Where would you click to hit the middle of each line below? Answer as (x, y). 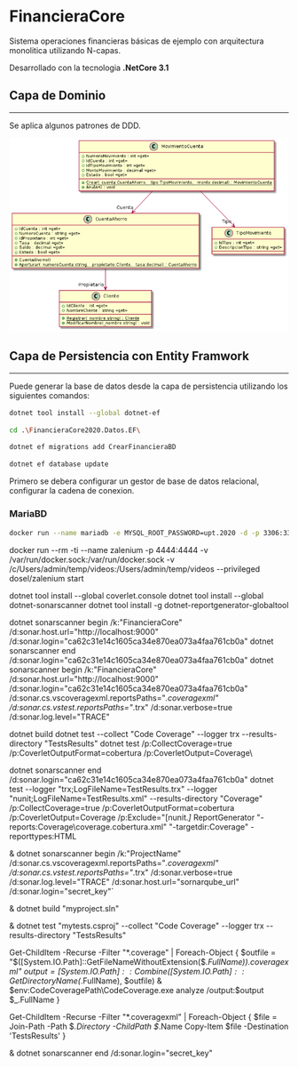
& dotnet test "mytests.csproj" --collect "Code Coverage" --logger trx (137, 926)
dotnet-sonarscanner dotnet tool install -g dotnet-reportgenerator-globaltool (149, 606)
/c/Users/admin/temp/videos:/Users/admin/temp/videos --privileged (135, 569)
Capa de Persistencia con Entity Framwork (129, 356)
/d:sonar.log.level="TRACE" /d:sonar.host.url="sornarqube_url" (124, 882)
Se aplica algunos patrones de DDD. (75, 125)
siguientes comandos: (50, 395)
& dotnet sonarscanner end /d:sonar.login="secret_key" (111, 1053)
